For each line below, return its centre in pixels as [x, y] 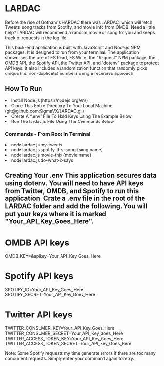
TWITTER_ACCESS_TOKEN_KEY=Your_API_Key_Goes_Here [64, 339]
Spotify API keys [39, 276]
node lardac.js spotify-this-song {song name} [57, 150]
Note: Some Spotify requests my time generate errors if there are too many [81, 353]
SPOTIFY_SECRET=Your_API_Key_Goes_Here [50, 295]
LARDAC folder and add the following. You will [76, 206]
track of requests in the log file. [37, 38]
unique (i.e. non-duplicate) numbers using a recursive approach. [70, 73]
